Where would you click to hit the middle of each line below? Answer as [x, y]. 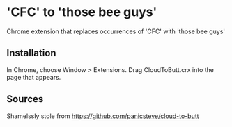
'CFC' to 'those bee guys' [82, 12]
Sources [25, 99]
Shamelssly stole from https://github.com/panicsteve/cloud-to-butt [103, 116]
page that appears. [34, 77]
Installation [31, 53]
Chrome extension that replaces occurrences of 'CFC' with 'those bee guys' [116, 31]
